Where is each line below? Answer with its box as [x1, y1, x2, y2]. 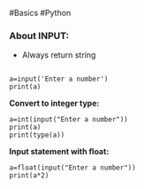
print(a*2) [9, 171, 49, 180]
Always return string [21, 50, 96, 60]
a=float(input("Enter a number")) [9, 163, 137, 172]
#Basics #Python [9, 8, 72, 18]
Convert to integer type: [9, 98, 100, 109]
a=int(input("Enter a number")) [9, 115, 128, 124]
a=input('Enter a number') [9, 75, 109, 83]
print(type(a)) [9, 130, 65, 140]
